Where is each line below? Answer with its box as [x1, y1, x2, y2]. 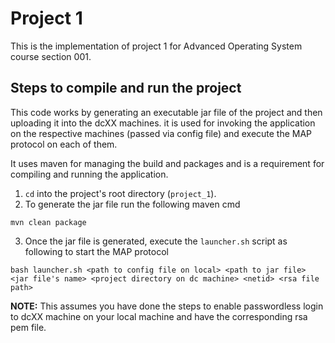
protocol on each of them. [10, 138, 118, 150]
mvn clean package [10, 217, 87, 227]
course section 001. [10, 50, 92, 62]
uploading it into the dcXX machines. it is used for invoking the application [10, 117, 316, 129]
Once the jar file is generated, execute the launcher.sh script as [24, 235, 288, 247]
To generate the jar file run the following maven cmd [24, 198, 241, 210]
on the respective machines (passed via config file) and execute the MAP [10, 127, 313, 139]
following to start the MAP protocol [24, 245, 169, 257]
